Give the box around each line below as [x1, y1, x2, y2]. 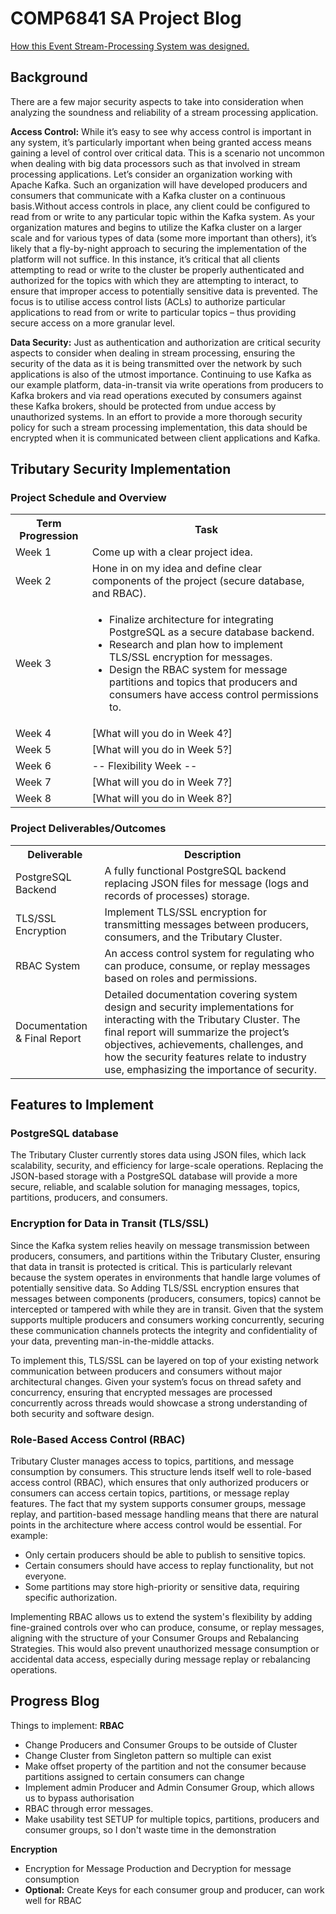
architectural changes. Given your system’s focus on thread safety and [10, 1375, 302, 1387]
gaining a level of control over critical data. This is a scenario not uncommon [10, 147, 325, 159]
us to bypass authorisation [24, 1792, 135, 1804]
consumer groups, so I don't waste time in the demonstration [24, 1823, 277, 1836]
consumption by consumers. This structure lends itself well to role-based [10, 1466, 312, 1478]
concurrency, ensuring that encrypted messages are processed [10, 1386, 273, 1398]
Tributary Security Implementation [10, 461, 232, 478]
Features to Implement [10, 1097, 154, 1114]
